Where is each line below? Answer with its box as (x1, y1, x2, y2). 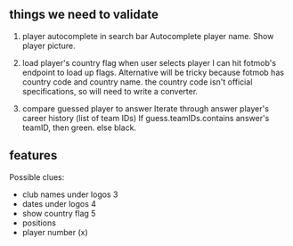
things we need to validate (9, 7, 159, 22)
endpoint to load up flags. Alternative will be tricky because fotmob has (21, 67, 285, 78)
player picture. (21, 40, 76, 51)
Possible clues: (9, 171, 65, 182)
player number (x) (21, 226, 88, 237)
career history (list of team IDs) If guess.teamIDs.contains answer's (21, 112, 270, 123)
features (9, 148, 58, 163)
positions (21, 217, 56, 228)
